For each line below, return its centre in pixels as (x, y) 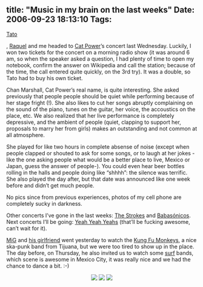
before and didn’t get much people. (50, 185)
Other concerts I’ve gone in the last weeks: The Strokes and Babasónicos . (98, 215)
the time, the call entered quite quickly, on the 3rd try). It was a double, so (98, 72)
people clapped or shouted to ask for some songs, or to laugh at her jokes (98, 153)
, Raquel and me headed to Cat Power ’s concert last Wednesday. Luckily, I (99, 46)
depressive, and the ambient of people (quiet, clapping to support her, (94, 122)
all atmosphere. (26, 135)
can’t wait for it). (27, 228)
